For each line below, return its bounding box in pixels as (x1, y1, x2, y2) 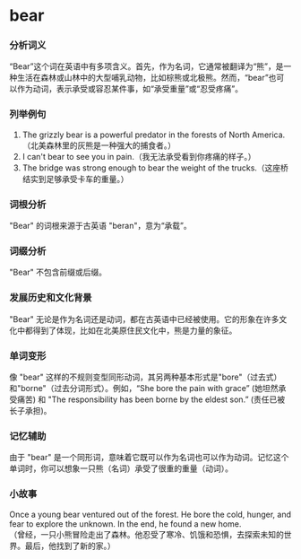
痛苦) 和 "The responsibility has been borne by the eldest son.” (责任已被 (16, 394, 286, 405)
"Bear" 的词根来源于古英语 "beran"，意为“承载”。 (9, 221, 193, 231)
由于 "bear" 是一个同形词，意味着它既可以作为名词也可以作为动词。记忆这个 (9, 452, 289, 463)
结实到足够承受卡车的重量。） (21, 173, 129, 184)
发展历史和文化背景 (9, 292, 92, 304)
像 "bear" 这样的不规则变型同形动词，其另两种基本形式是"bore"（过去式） (9, 371, 282, 382)
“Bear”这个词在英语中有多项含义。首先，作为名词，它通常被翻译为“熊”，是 (9, 61, 284, 72)
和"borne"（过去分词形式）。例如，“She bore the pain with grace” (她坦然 (9, 382, 279, 393)
